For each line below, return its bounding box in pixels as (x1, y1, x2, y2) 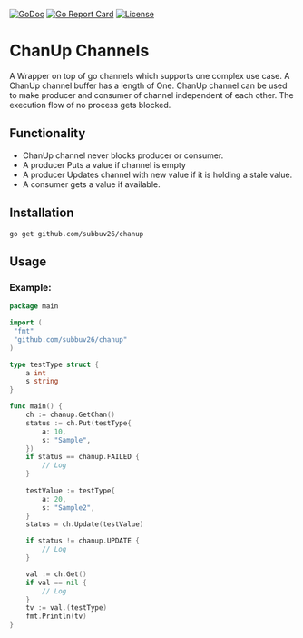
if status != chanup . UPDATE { (25, 536, 141, 545)
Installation (9, 205, 74, 221)
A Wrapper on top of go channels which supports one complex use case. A (9, 70, 290, 81)
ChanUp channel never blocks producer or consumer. (22, 150, 224, 161)
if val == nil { (25, 578, 88, 587)
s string (25, 377, 59, 386)
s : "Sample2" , (42, 503, 95, 513)
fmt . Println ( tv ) (25, 612, 88, 622)
